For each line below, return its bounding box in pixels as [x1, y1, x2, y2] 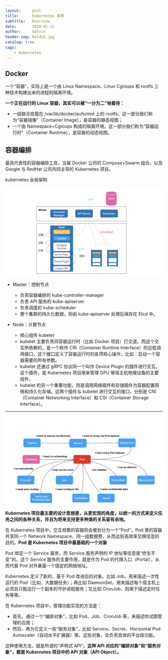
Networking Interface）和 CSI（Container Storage [45, 394, 149, 400]
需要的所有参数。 [24, 357, 60, 363]
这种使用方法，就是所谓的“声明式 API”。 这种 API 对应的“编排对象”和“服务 [5, 643, 156, 649]
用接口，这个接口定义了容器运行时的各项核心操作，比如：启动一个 [19, 351, 156, 357]
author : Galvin [5, 29, 46, 35]
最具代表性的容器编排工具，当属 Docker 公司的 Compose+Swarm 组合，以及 [5, 160, 163, 166]
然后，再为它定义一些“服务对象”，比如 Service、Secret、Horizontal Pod [12, 626, 161, 632]
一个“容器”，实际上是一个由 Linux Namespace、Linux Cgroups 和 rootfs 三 [5, 83, 159, 90]
